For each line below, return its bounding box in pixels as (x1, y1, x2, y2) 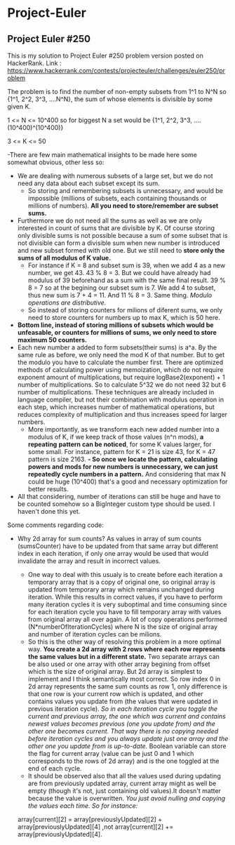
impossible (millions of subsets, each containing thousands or (27, 194, 207, 202)
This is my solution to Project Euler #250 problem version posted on (7, 51, 203, 60)
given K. (7, 102, 32, 110)
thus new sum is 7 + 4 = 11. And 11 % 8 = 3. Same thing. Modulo (27, 291, 213, 299)
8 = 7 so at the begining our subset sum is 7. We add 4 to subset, (27, 284, 216, 292)
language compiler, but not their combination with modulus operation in (17, 395, 224, 404)
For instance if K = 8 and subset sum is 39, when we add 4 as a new (27, 261, 226, 270)
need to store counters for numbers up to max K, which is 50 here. (27, 314, 220, 321)
